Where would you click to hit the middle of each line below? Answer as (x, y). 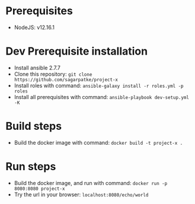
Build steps (34, 126)
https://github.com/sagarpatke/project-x (66, 79)
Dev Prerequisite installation (77, 51)
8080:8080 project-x (39, 189)
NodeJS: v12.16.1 (34, 27)
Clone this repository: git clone (53, 74)
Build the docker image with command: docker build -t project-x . (98, 142)
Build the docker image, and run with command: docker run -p (91, 183)
